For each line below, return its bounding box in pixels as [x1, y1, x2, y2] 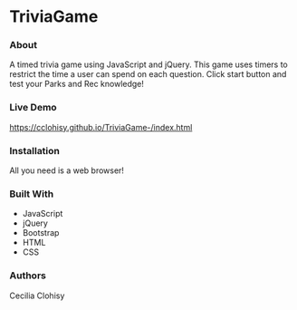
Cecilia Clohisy [9, 290, 65, 301]
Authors [9, 269, 47, 282]
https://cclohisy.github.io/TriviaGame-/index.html [9, 121, 193, 132]
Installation [9, 144, 61, 157]
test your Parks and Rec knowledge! [9, 79, 145, 90]
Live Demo [9, 102, 57, 114]
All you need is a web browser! [9, 165, 125, 176]
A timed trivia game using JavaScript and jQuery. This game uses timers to [9, 59, 288, 70]
